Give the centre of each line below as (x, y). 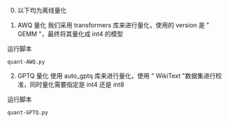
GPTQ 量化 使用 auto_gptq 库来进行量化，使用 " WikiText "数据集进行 (117, 76)
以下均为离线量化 (42, 10)
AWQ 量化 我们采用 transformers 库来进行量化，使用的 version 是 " (113, 25)
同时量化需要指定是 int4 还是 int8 (77, 85)
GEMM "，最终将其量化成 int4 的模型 (70, 34)
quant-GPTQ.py (28, 113)
